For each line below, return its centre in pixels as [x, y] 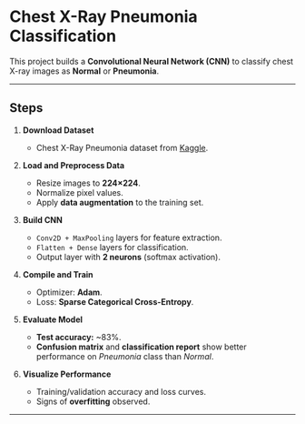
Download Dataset [58, 130]
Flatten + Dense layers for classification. [112, 247]
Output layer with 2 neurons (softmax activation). [128, 257]
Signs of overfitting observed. [93, 401]
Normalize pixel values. [80, 192]
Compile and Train [58, 274]
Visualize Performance [67, 374]
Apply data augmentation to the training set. [120, 202]
